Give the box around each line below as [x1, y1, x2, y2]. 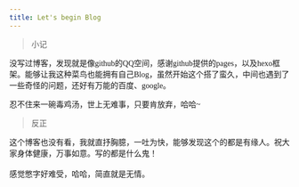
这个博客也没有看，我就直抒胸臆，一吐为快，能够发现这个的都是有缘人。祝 [9, 137, 282, 147]
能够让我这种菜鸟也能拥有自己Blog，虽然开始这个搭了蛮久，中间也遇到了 [24, 69, 290, 79]
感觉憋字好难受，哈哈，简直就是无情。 [9, 169, 149, 179]
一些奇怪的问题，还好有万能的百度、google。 [9, 81, 172, 90]
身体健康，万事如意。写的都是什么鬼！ [16, 149, 158, 159]
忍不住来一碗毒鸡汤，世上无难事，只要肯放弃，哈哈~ [9, 100, 201, 110]
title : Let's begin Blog [9, 12, 101, 22]
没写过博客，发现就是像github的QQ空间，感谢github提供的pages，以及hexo [9, 59, 273, 68]
